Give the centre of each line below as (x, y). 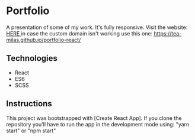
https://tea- (168, 33)
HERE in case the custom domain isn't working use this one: (79, 33)
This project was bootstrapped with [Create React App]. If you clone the (94, 118)
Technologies (32, 58)
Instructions (29, 104)
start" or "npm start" (31, 131)
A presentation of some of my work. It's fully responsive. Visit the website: (97, 27)
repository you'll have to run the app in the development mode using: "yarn (98, 124)
